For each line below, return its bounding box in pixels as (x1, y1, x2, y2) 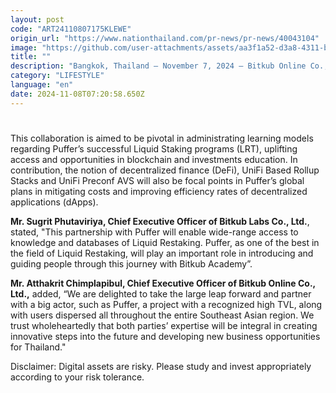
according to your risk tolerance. (10, 371, 145, 383)
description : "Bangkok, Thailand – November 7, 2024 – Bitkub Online (10, 61, 307, 71)
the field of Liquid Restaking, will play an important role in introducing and (10, 247, 314, 259)
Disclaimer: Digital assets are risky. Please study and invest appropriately (10, 360, 312, 372)
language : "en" (10, 80, 74, 90)
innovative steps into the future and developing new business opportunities (10, 330, 321, 342)
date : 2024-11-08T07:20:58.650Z (10, 89, 145, 99)
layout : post (10, 14, 65, 25)
